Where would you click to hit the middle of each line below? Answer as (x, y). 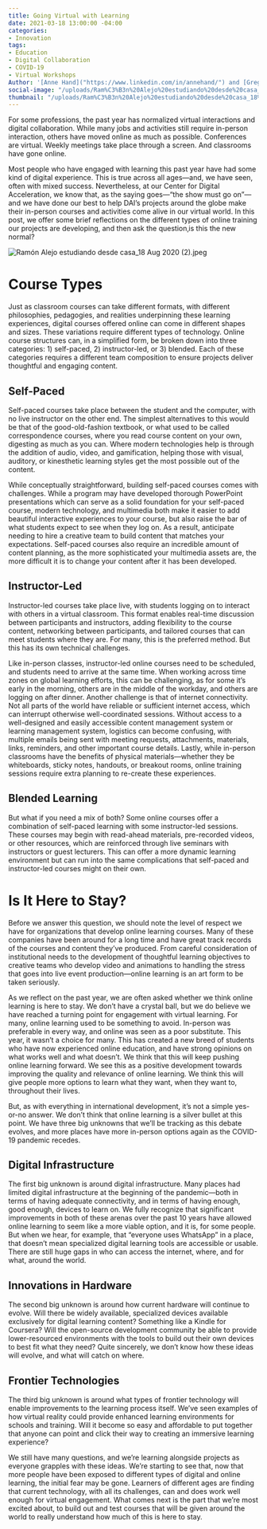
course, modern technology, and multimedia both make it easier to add (124, 510)
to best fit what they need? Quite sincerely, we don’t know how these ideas (131, 1347)
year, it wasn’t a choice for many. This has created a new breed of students (132, 1040)
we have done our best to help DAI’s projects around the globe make (134, 203)
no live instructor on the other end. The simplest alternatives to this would (129, 419)
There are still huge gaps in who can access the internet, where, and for (126, 1252)
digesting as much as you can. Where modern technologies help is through (131, 444)
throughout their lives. (44, 1091)
